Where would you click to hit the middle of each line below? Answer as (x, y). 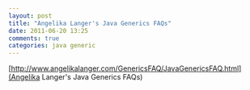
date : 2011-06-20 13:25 (49, 31)
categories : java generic (52, 46)
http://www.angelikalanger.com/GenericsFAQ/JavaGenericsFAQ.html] (126, 68)
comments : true (34, 38)
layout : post (30, 16)
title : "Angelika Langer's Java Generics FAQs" (90, 23)
